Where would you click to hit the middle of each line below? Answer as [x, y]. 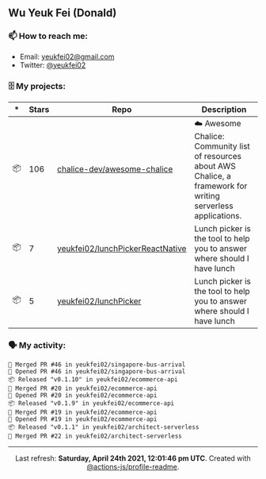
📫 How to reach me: [48, 37]
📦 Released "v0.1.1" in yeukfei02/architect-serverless [104, 427]
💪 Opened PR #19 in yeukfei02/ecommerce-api [83, 419]
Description [224, 109]
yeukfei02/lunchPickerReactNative [122, 248]
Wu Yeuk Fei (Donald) [63, 13]
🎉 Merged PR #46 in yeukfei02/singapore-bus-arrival [97, 365]
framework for [220, 186]
